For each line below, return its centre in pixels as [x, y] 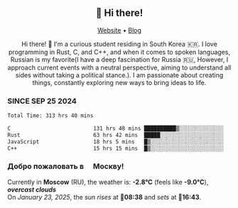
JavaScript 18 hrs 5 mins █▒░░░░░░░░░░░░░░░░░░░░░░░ [115, 142]
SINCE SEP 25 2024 [42, 101]
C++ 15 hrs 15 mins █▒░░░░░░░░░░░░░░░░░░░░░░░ [115, 148]
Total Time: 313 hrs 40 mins [50, 116]
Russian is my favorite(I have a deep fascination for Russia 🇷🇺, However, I [119, 59]
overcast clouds [32, 190]
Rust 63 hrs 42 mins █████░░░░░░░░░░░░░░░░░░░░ [115, 135]
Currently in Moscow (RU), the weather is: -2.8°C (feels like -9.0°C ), [108, 182]
